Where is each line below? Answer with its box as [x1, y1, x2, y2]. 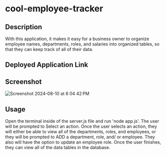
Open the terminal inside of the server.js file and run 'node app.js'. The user [5, 118, 160, 124]
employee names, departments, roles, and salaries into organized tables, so [5, 41, 160, 47]
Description [5, 23, 42, 31]
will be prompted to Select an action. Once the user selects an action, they [5, 123, 157, 129]
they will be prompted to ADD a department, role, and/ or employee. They [5, 134, 155, 140]
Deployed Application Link [5, 60, 88, 69]
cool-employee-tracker [5, 3, 104, 14]
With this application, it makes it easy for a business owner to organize [5, 36, 150, 42]
